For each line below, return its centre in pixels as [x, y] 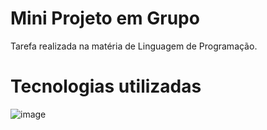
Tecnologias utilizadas [106, 86]
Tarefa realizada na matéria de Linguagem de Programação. [134, 46]
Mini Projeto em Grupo [105, 18]
